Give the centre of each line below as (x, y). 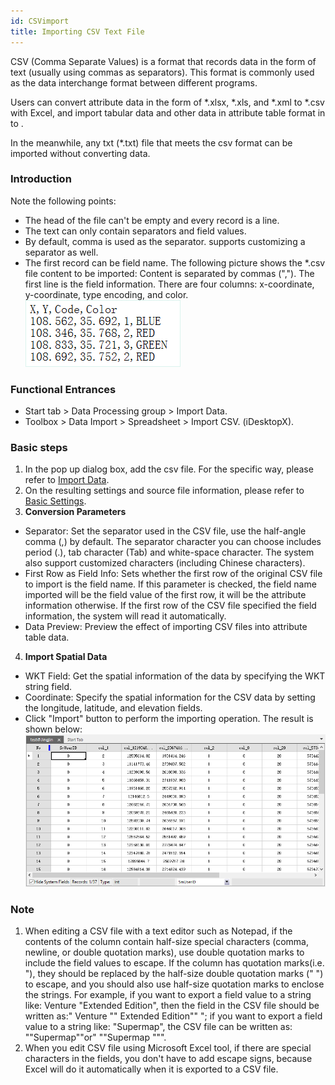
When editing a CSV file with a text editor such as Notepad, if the (158, 931)
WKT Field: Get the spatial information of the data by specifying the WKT (175, 676)
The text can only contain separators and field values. (135, 231)
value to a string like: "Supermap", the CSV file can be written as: (158, 1027)
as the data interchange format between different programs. (134, 82)
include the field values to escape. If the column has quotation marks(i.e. (174, 963)
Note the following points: (63, 201)
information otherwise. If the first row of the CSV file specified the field (170, 606)
